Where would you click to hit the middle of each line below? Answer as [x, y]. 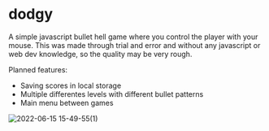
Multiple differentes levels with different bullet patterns [112, 94]
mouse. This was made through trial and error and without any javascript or [134, 45]
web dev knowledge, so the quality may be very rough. [100, 54]
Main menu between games [67, 103]
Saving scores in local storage [71, 85]
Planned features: [38, 69]
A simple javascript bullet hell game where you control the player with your [133, 37]
